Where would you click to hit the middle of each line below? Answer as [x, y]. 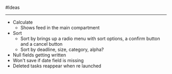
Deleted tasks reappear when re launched [57, 66]
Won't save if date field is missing [48, 60]
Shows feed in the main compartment [60, 27]
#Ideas [13, 7]
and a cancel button [41, 44]
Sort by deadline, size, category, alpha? [62, 49]
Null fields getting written [39, 55]
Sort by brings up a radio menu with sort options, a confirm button [90, 39]
